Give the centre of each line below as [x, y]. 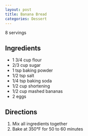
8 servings [16, 33]
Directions [21, 112]
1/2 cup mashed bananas [37, 91]
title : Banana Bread [26, 14]
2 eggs [19, 97]
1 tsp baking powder [33, 70]
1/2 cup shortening [31, 86]
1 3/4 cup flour [27, 60]
